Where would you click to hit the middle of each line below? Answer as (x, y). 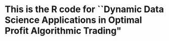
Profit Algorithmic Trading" (63, 31)
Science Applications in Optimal (73, 20)
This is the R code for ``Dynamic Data (84, 9)
